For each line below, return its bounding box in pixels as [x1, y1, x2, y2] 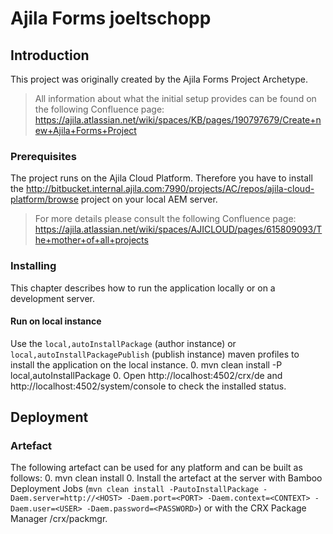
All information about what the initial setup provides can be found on [34, 93, 317, 104]
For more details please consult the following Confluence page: [34, 213, 297, 225]
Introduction [10, 47, 90, 64]
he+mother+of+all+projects [34, 234, 149, 246]
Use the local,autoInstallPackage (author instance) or [10, 337, 237, 349]
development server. [10, 292, 96, 304]
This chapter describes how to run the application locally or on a [10, 282, 276, 294]
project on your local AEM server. [80, 193, 218, 206]
